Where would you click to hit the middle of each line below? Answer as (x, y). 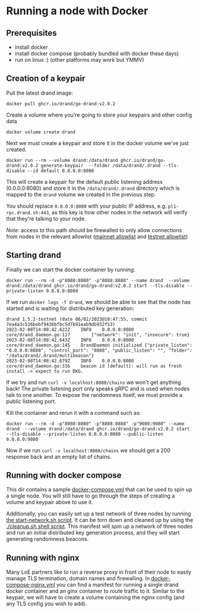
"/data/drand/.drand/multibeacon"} (50, 355)
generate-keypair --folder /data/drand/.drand (101, 165)
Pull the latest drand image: (40, 93)
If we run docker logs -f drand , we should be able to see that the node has (99, 302)
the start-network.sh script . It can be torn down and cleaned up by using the (100, 520)
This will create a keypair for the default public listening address (85, 182)
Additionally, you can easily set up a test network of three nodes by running (99, 514)
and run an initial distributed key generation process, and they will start (93, 533)
